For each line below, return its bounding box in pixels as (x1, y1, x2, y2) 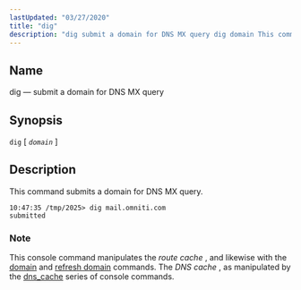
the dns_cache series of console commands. (9, 271, 175, 282)
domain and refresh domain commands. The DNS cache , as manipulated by (9, 261, 291, 273)
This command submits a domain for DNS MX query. (9, 185, 203, 197)
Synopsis (9, 113, 63, 128)
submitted (9, 211, 47, 220)
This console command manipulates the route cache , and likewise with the (9, 252, 288, 263)
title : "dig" (9, 21, 58, 30)
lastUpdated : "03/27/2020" (9, 13, 110, 22)
